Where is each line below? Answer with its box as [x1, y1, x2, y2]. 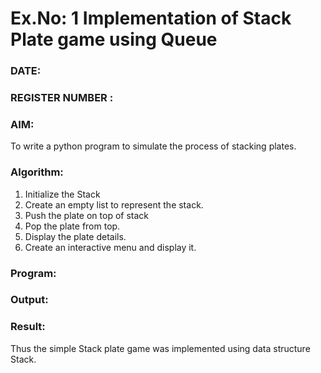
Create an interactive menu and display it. [24, 241, 197, 253]
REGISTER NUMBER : [10, 91, 114, 105]
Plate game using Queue [10, 28, 218, 51]
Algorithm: [10, 165, 64, 179]
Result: [10, 320, 46, 334]
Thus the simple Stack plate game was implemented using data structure [10, 342, 311, 354]
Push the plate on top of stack [24, 209, 149, 221]
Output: [10, 293, 49, 307]
